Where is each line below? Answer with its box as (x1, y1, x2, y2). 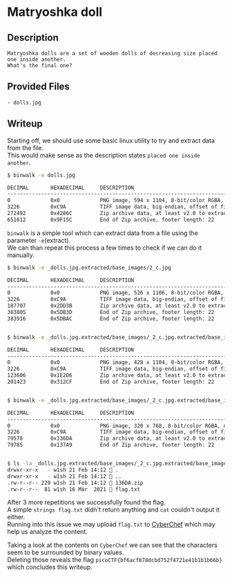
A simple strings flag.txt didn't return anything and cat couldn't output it (7, 505, 220, 514)
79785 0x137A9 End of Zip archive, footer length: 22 (7, 442, 215, 449)
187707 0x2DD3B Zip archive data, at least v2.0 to (7, 302, 206, 310)
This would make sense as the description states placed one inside (7, 151, 200, 159)
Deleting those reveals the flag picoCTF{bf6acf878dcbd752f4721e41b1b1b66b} (7, 556, 223, 564)
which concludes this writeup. (7, 563, 93, 571)
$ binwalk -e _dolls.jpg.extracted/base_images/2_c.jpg (7, 264, 171, 271)
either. (7, 513, 26, 521)
